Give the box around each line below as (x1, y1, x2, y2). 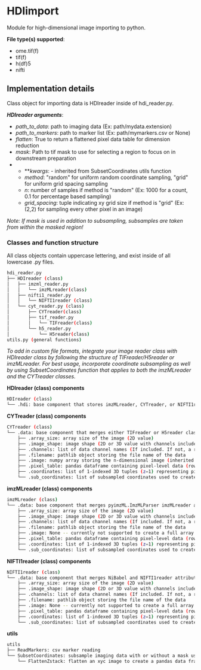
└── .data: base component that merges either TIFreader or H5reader (7, 430, 184, 436)
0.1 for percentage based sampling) (24, 193, 112, 200)
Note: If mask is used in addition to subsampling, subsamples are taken (7, 217, 184, 224)
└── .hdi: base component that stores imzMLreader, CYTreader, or (7, 402, 175, 408)
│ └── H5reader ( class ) (7, 331, 90, 337)
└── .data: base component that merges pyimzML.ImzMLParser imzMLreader (7, 502, 191, 508)
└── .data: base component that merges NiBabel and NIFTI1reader (7, 575, 172, 581)
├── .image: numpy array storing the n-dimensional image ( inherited (17, 457, 194, 463)
